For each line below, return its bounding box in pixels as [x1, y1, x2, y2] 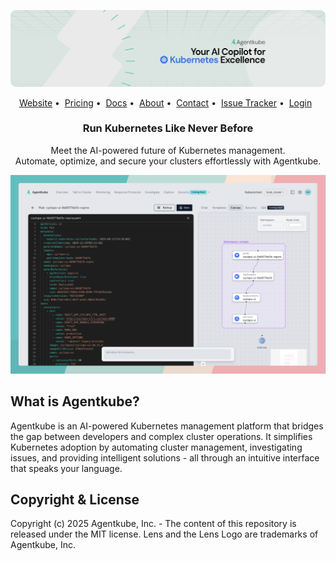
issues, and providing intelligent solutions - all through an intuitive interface [10, 451, 320, 464]
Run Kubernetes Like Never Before [82, 121, 254, 135]
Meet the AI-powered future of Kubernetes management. [50, 144, 286, 156]
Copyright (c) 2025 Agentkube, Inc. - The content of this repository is [10, 518, 297, 530]
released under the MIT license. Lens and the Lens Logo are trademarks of [10, 528, 319, 540]
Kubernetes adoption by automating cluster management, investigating [10, 441, 303, 453]
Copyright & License [10, 491, 140, 508]
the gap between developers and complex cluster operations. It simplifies [10, 430, 313, 442]
